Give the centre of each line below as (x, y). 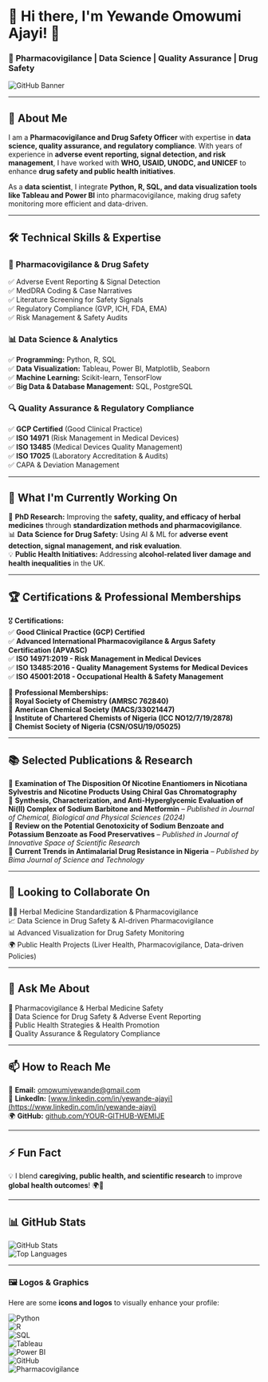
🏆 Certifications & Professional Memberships (125, 597)
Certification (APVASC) (48, 650)
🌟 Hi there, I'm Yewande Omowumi (125, 16)
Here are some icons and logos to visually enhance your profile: (114, 1303)
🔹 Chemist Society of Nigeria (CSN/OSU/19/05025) (95, 727)
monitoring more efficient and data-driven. (78, 204)
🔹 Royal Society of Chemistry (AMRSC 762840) (89, 701)
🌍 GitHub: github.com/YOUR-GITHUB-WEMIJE (87, 1116)
